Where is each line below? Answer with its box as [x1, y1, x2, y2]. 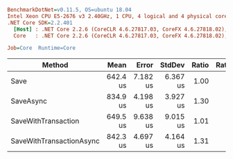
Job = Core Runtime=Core [7, 44, 76, 52]
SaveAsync [10, 97, 47, 106]
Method [42, 60, 69, 70]
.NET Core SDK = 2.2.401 [7, 19, 73, 26]
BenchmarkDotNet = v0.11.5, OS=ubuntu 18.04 [7, 6, 132, 13]
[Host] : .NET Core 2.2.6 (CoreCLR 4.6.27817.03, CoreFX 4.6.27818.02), [13, 26, 228, 33]
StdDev [159, 60, 185, 70]
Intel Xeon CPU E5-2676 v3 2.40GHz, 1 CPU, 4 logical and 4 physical [7, 12, 213, 19]
